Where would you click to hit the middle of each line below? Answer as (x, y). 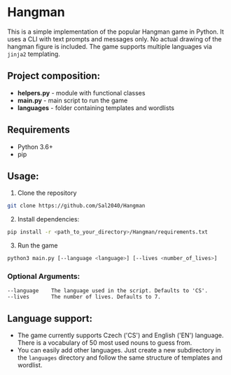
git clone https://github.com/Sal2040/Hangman (76, 206)
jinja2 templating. (34, 54)
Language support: (50, 319)
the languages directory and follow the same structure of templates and (120, 357)
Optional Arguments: (44, 276)
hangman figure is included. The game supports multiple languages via (110, 46)
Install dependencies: (48, 219)
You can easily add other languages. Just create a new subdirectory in (119, 350)
